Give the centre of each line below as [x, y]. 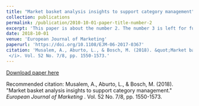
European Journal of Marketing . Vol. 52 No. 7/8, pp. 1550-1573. [84, 97]
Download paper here [33, 72]
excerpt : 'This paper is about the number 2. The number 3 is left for [96, 28]
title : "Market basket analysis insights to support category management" [100, 12]
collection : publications [38, 17]
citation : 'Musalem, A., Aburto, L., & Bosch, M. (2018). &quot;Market [96, 50]
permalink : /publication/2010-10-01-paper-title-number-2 [79, 23]
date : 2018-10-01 [28, 34]
